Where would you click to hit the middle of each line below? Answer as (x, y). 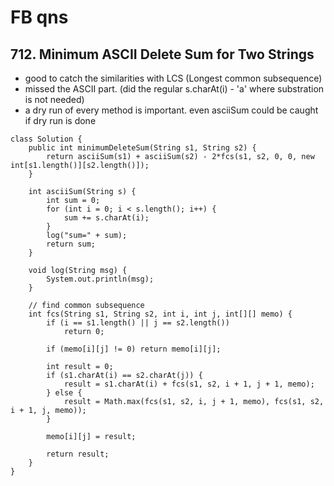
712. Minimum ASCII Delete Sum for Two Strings (162, 54)
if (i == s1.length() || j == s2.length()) (138, 323)
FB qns (39, 17)
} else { (64, 393)
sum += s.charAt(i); (106, 218)
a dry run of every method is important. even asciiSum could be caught (171, 110)
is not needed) (54, 99)
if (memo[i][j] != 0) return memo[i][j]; (134, 349)
